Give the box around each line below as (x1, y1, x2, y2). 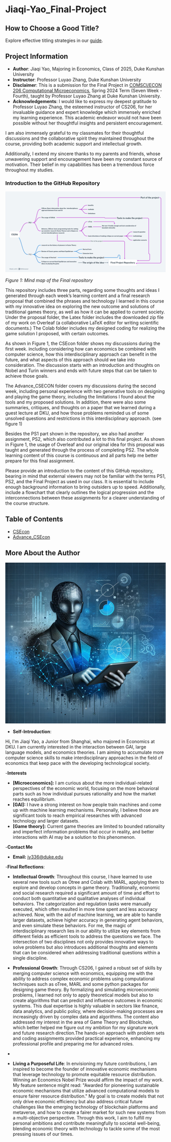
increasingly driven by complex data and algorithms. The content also (12, 1013, 159, 1020)
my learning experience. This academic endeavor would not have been (12, 114, 162, 120)
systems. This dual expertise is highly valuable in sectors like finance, (12, 1003, 159, 1009)
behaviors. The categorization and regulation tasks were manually (12, 901, 151, 907)
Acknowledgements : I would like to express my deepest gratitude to (12, 98, 157, 104)
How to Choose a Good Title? (5, 24, 99, 33)
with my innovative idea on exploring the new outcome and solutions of (5, 304, 155, 310)
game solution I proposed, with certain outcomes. (5, 331, 109, 337)
